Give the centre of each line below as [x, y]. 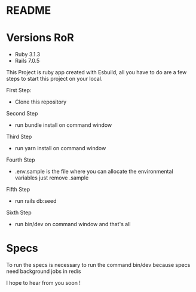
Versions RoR [40, 38]
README [29, 10]
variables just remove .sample [52, 178]
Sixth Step [19, 212]
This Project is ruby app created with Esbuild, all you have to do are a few [97, 72]
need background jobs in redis [44, 271]
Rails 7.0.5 [27, 61]
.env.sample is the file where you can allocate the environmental [94, 172]
